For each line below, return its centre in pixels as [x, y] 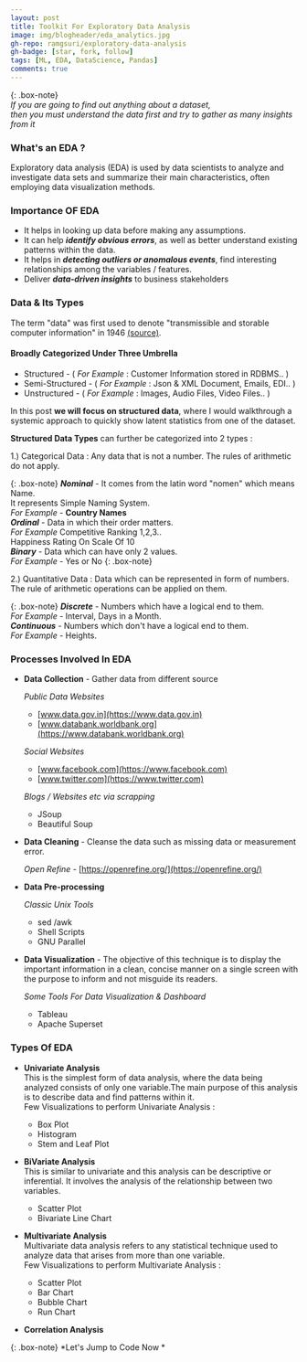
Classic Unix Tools [58, 905]
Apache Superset [70, 1024]
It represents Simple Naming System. [80, 503]
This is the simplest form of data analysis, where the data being [143, 1077]
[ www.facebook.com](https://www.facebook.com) [132, 770]
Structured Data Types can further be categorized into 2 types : [132, 438]
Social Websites [54, 751]
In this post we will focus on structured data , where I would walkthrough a [151, 410]
